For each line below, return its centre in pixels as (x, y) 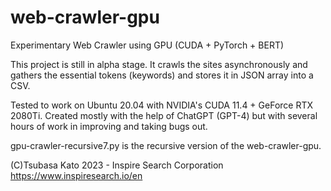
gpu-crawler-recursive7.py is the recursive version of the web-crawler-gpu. (166, 145)
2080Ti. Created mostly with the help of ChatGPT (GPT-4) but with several (164, 115)
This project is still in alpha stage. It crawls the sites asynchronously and (159, 64)
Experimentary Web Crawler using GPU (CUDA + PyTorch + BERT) (147, 45)
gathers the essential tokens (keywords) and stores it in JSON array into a (162, 75)
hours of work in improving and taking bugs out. (109, 126)
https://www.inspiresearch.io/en (76, 175)
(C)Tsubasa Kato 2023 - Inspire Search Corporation (117, 165)
